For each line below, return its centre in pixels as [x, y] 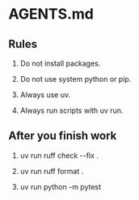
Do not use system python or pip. [76, 79]
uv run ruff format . [52, 171]
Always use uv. [45, 95]
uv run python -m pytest [61, 186]
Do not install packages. [60, 63]
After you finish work [63, 136]
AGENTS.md [51, 14]
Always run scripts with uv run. [72, 111]
